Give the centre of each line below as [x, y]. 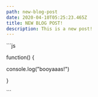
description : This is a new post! [50, 29]
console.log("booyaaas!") [38, 69]
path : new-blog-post [32, 12]
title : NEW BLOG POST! [35, 23]
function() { [20, 57]
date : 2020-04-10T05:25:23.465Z [47, 17]
